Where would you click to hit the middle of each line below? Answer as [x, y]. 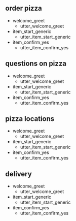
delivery [18, 174]
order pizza [24, 8]
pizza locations [30, 119]
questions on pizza [36, 64]
